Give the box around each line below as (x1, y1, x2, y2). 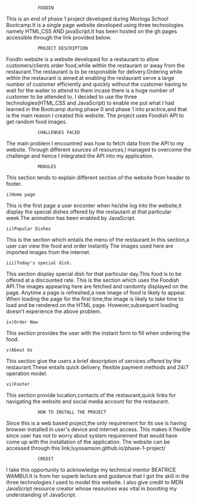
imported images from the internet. (6, 249, 91, 255)
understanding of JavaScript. (6, 491, 77, 498)
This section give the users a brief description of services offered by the (6, 358, 181, 364)
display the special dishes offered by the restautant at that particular (6, 208, 172, 215)
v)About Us (6, 347, 33, 353)
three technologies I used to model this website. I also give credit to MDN (6, 479, 183, 486)
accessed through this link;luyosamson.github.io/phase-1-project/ (6, 445, 166, 452)
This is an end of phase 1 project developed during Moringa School (6, 15, 169, 22)
